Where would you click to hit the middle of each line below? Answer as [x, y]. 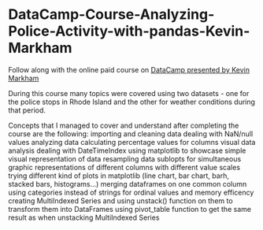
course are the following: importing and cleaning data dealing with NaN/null [131, 134]
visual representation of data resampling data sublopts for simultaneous [125, 158]
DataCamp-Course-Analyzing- [111, 15]
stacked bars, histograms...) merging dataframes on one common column [128, 184]
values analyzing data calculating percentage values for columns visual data [132, 142]
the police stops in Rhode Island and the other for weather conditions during [132, 102]
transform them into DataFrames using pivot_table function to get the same [130, 209]
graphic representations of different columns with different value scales [124, 167]
